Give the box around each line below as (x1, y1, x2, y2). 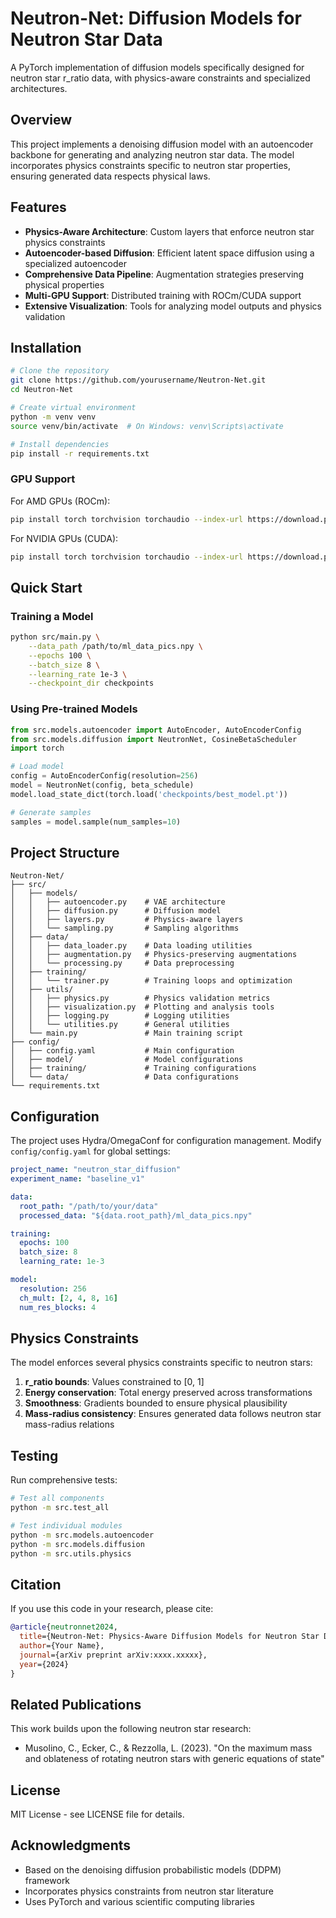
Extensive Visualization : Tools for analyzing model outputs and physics (24, 300, 322, 312)
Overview (10, 112, 73, 129)
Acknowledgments (10, 1837, 132, 1854)
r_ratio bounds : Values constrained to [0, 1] (24, 1376, 205, 1388)
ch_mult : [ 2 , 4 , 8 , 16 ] (19, 1293, 119, 1303)
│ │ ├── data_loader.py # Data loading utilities (10, 941, 253, 951)
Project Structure (10, 844, 120, 861)
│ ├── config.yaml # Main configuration (10, 1046, 235, 1056)
